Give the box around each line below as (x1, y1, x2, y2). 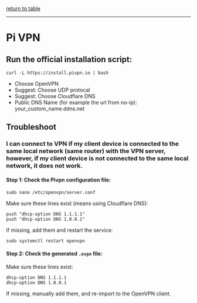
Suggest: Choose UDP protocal (14, 86, 90, 93)
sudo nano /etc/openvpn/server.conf (6, 189, 96, 196)
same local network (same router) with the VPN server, (6, 147, 166, 155)
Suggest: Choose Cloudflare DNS (14, 93, 96, 99)
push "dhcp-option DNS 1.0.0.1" (6, 216, 85, 222)
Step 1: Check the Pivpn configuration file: (6, 176, 111, 183)
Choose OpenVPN (14, 80, 59, 87)
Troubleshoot (6, 122, 57, 132)
